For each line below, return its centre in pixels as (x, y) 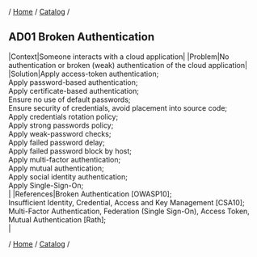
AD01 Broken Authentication (82, 37)
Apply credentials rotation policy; (63, 116)
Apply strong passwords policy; (61, 125)
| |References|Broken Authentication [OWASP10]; (90, 194)
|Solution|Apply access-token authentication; (84, 74)
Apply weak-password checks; (60, 133)
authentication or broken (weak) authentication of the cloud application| (128, 65)
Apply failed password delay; (57, 142)
